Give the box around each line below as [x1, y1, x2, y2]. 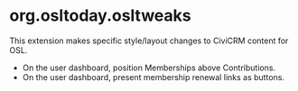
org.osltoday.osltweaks [9, 5, 191, 26]
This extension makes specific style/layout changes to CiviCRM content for [9, 35, 289, 46]
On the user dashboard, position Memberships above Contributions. [22, 62, 276, 73]
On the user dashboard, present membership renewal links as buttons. [22, 71, 284, 82]
